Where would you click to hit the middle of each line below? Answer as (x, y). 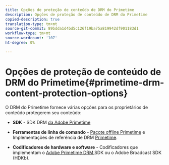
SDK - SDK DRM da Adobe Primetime (51, 122)
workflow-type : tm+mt (28, 33)
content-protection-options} (67, 93)
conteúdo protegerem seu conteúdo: (43, 112)
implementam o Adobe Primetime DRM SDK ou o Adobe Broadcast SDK (87, 152)
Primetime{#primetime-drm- (102, 82)
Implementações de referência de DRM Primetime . (65, 137)
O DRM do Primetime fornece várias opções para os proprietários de (77, 107)
